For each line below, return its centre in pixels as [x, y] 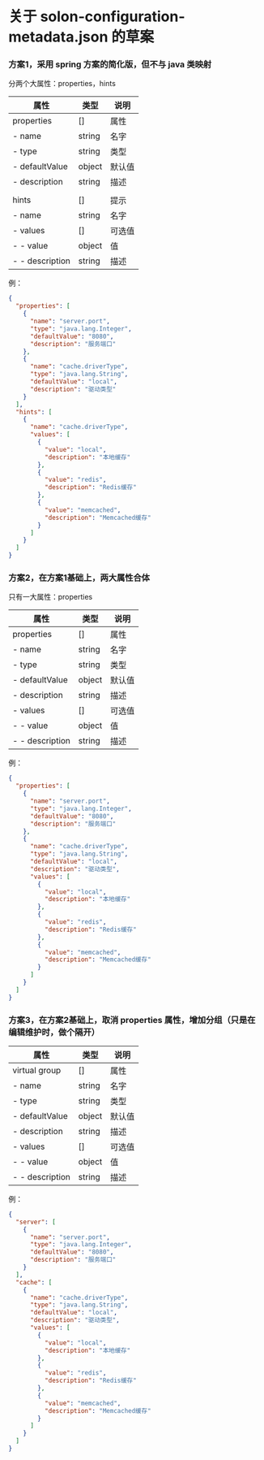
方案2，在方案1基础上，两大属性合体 [79, 578]
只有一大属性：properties [51, 597]
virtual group [37, 1070]
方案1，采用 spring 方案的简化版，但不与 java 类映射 [110, 64]
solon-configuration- [113, 17]
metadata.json [58, 37]
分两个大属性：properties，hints [62, 84]
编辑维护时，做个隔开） [54, 1032]
